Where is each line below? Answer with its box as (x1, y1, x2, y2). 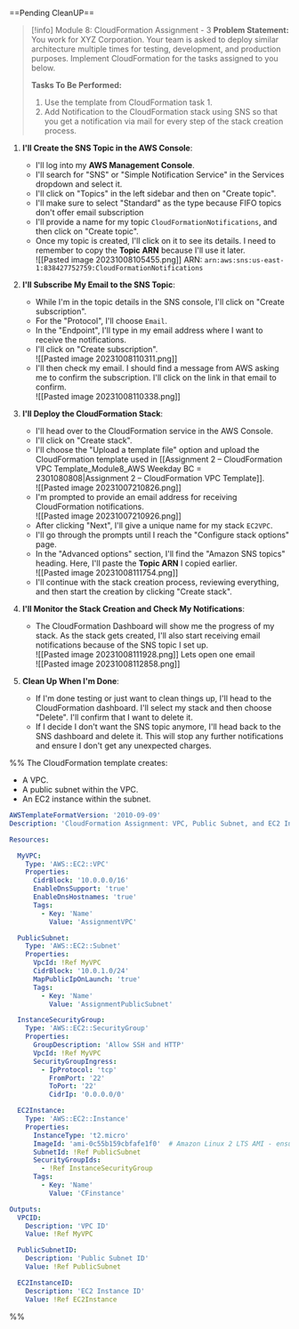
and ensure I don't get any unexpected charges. (35, 740, 212, 751)
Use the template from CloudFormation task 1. (44, 97, 213, 108)
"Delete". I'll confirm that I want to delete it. (35, 712, 193, 722)
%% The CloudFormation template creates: (9, 758, 168, 768)
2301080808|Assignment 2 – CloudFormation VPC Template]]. (35, 473, 265, 483)
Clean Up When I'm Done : (21, 676, 120, 686)
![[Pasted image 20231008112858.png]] (35, 658, 181, 669)
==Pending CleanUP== (9, 8, 95, 18)
